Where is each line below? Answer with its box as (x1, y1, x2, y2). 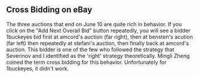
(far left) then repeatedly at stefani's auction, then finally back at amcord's (6, 39, 189, 46)
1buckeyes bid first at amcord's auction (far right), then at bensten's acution (6, 33, 193, 40)
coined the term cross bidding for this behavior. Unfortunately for (6, 58, 167, 65)
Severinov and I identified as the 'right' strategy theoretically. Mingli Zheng (6, 52, 190, 59)
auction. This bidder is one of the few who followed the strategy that (6, 46, 174, 53)
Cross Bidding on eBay (6, 5, 93, 15)
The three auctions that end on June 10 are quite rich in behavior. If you (6, 20, 182, 27)
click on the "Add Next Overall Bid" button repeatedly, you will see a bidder (6, 27, 191, 34)
